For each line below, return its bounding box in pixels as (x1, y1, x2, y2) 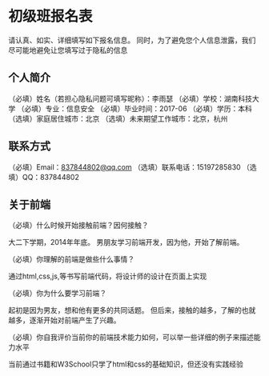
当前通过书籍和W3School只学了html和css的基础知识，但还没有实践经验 (8, 359, 244, 369)
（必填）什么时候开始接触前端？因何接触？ (8, 221, 149, 230)
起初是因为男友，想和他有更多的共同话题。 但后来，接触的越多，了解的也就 (8, 306, 256, 315)
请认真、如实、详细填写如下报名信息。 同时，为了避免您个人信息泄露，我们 (8, 35, 256, 45)
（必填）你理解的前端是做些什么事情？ (8, 254, 134, 264)
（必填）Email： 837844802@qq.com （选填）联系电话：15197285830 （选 (8, 162, 258, 172)
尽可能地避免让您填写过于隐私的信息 (8, 45, 128, 54)
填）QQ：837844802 (8, 172, 80, 182)
